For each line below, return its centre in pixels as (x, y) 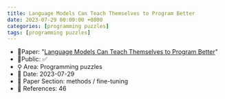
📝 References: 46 (42, 89)
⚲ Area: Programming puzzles (60, 67)
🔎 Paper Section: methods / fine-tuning (73, 81)
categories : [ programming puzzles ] (58, 26)
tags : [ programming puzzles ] (49, 32)
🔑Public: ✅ (32, 59)
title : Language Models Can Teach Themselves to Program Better (101, 13)
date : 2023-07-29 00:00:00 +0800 (55, 20)
